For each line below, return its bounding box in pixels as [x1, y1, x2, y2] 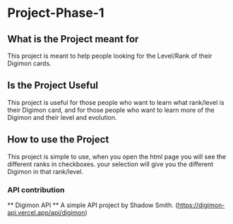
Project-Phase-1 [7, 5, 104, 21]
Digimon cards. [7, 59, 52, 68]
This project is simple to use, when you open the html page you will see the [7, 152, 227, 161]
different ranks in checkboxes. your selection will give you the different [7, 160, 214, 168]
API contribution [7, 185, 65, 194]
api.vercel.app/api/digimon [7, 208, 86, 216]
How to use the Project [7, 134, 109, 146]
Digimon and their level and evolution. [7, 113, 117, 121]
